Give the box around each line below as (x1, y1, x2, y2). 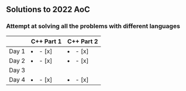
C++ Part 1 (30, 37, 62, 45)
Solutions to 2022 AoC (6, 5, 91, 15)
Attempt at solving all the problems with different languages (6, 22, 180, 30)
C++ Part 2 (67, 37, 98, 45)
